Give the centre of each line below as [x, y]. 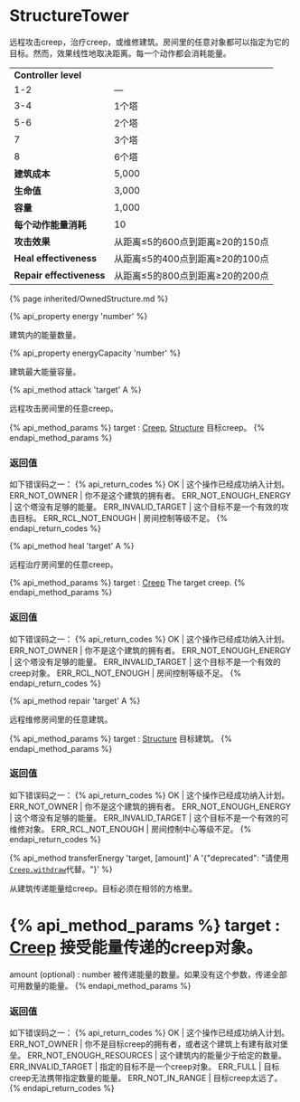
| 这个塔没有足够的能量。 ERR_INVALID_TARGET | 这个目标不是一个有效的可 [149, 817]
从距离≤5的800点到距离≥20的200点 [192, 275]
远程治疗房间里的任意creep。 [64, 565]
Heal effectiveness [56, 258]
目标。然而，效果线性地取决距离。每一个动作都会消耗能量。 [120, 53]
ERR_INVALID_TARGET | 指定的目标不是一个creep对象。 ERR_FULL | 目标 [145, 1067]
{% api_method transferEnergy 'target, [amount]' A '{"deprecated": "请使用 [149, 858]
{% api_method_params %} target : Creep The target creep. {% [127, 583]
